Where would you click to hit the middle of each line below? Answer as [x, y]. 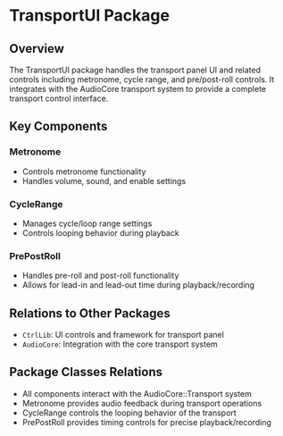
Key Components [58, 126]
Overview [37, 49]
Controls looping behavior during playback [101, 232]
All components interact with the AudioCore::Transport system [137, 393]
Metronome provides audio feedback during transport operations [142, 403]
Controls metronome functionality [84, 172]
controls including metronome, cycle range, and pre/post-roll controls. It [142, 80]
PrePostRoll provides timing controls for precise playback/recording [147, 422]
